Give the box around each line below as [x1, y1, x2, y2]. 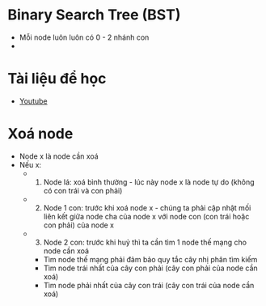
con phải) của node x [43, 220, 115, 230]
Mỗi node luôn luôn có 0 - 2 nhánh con [19, 32, 150, 42]
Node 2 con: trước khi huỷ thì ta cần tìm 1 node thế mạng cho [43, 237, 247, 247]
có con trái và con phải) [43, 185, 123, 195]
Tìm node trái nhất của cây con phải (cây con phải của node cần [43, 263, 258, 273]
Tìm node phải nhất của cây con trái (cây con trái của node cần [43, 280, 255, 290]
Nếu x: [19, 159, 42, 169]
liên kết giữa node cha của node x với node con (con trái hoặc [43, 211, 250, 221]
